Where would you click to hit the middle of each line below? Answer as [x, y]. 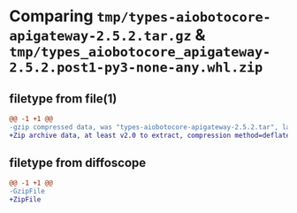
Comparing [51, 16]
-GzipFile [27, 192]
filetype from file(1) [63, 99]
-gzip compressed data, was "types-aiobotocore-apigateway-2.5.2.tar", [144, 127]
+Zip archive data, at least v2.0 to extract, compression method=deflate [150, 135]
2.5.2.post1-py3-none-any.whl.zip [136, 68]
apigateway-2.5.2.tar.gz [100, 37]
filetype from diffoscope [78, 163]
